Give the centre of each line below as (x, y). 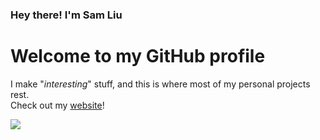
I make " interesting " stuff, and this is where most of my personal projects (160, 84)
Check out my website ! (57, 105)
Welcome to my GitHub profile (138, 56)
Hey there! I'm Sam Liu (66, 15)
